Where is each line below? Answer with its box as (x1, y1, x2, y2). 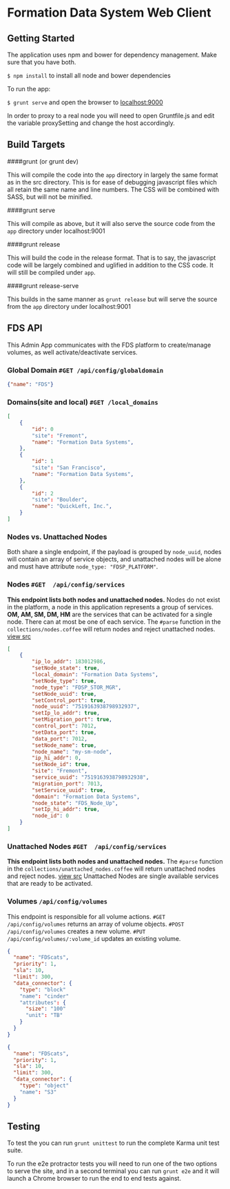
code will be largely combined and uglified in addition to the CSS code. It (7, 260, 213, 269)
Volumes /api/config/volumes (7, 897, 108, 906)
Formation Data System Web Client (7, 5, 211, 21)
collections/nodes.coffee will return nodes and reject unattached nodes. (7, 625, 216, 633)
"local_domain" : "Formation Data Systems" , (32, 672, 158, 678)
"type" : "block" (19, 986, 67, 993)
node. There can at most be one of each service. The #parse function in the (7, 617, 222, 626)
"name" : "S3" (19, 1088, 57, 1096)
